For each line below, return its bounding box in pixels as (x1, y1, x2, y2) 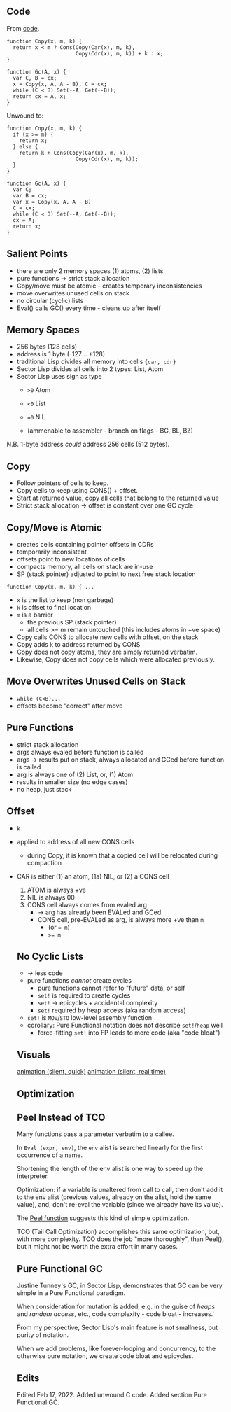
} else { (13, 143, 38, 150)
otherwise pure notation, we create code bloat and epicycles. (16, 1352, 194, 1360)
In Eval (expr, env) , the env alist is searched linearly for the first (16, 1144, 204, 1152)
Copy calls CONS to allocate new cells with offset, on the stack (16, 633, 199, 641)
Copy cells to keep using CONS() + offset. (16, 487, 138, 495)
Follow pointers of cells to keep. (16, 479, 109, 487)
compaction (27, 858, 62, 867)
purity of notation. (16, 1331, 69, 1339)
